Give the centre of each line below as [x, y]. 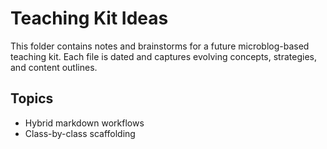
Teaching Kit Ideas [89, 18]
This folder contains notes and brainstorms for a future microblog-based [160, 46]
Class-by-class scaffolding [80, 133]
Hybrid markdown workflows [84, 123]
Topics [32, 98]
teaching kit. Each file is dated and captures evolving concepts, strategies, [163, 56]
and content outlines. [54, 67]
